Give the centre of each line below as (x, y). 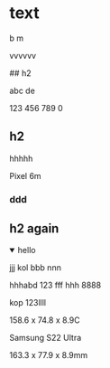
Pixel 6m (26, 175)
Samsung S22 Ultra (46, 338)
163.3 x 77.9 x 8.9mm (49, 355)
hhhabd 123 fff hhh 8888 (55, 285)
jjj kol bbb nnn (35, 268)
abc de (23, 90)
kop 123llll (28, 303)
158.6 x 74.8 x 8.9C (45, 320)
